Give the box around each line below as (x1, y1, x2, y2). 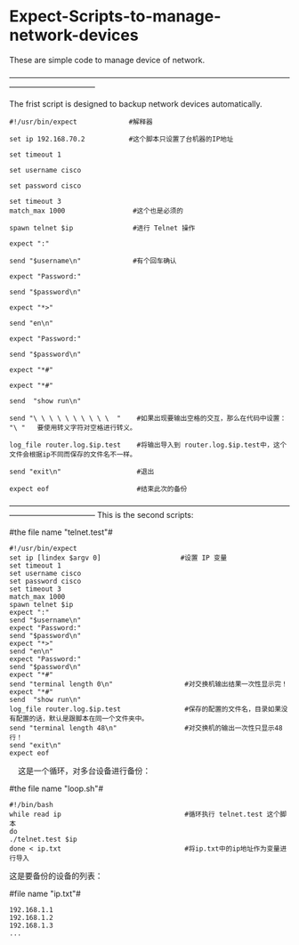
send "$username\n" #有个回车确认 (9, 256, 177, 265)
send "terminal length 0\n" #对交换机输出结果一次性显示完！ (9, 679, 288, 689)
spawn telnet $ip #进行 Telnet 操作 (9, 223, 196, 232)
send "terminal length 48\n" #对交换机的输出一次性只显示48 (9, 723, 283, 732)
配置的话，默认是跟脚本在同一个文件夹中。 (15, 714, 149, 723)
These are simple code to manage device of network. (9, 54, 206, 65)
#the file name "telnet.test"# (9, 527, 113, 537)
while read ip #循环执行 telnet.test (9, 810, 263, 819)
